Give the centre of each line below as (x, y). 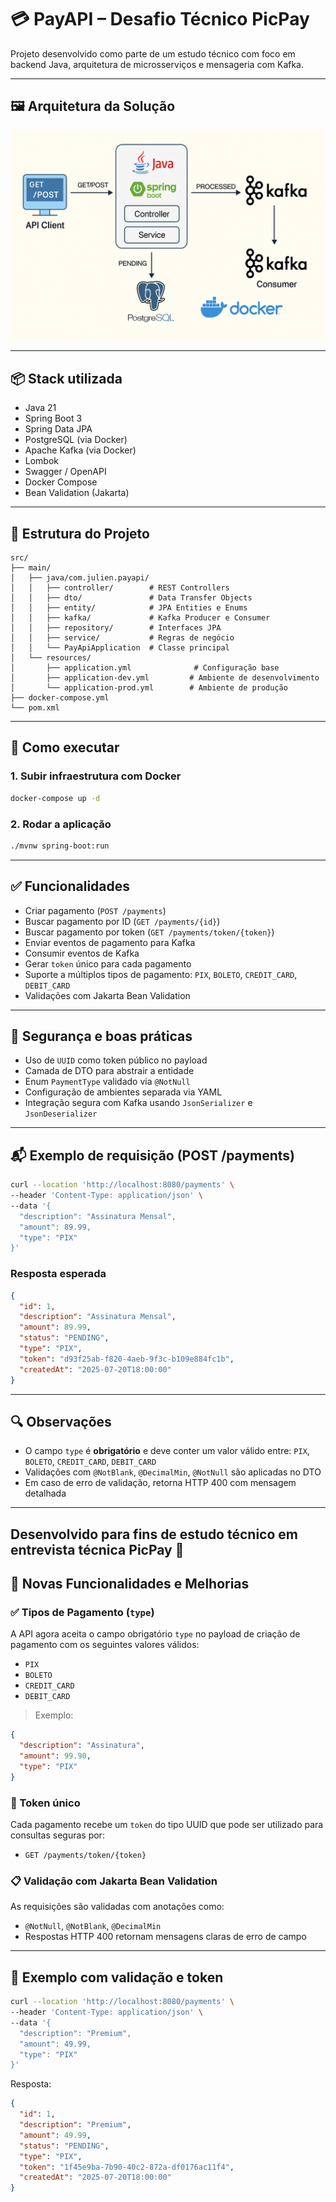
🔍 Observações (61, 1421)
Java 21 (40, 408)
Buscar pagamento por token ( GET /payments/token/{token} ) (149, 932)
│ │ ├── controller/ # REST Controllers (120, 588)
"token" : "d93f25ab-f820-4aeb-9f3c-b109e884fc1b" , (127, 1359)
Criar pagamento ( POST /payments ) (95, 910)
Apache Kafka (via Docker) (80, 450)
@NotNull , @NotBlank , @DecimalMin (93, 1926)
